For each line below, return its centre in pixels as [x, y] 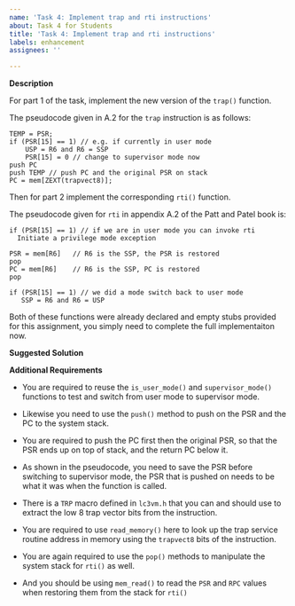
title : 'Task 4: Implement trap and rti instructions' [113, 34]
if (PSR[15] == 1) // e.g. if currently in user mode [111, 142]
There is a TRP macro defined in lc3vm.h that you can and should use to [151, 503]
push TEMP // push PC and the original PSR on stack [109, 173]
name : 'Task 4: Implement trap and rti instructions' [111, 17]
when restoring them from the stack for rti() [105, 593]
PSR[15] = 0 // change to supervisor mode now [113, 157]
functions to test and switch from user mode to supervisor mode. [140, 397]
